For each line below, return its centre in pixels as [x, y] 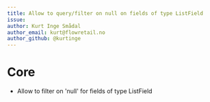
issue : [16, 20]
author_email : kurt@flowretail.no [56, 32]
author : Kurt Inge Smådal [44, 26]
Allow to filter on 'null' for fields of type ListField [84, 91]
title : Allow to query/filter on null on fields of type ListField [105, 13]
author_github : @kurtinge [44, 39]
